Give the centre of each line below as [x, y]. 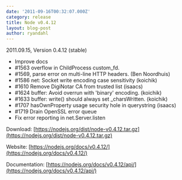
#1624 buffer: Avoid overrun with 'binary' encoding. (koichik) [88, 93]
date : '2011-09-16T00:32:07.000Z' [48, 11]
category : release [28, 17]
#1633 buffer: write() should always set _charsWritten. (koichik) [91, 99]
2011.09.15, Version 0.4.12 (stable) [46, 50]
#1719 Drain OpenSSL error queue [55, 112]
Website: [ [18, 147]
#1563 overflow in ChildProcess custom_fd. [67, 68]
